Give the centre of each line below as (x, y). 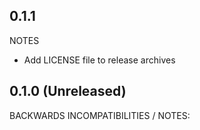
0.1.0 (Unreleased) (68, 91)
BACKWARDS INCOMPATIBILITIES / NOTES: (100, 115)
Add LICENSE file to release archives (99, 60)
